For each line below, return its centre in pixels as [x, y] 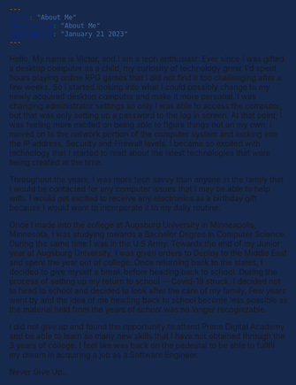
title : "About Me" [43, 17]
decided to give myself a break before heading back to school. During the [144, 272]
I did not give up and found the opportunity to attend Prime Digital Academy [147, 327]
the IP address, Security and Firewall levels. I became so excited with [135, 143]
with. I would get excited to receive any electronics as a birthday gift [133, 198]
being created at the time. [56, 162]
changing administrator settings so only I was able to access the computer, [146, 106]
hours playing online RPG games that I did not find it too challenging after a [145, 78]
